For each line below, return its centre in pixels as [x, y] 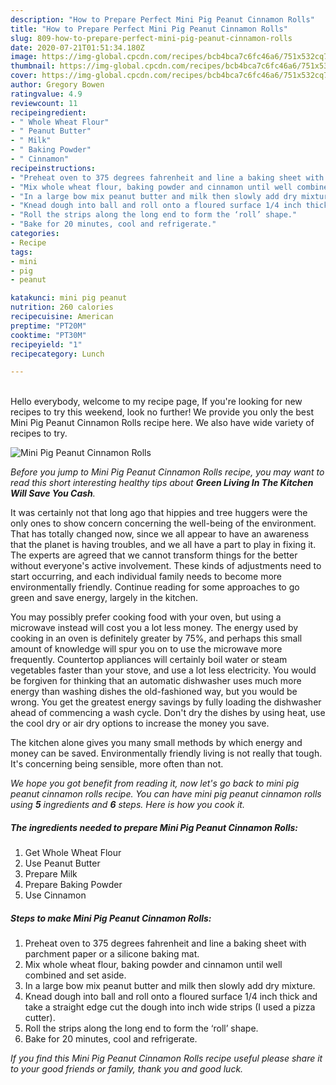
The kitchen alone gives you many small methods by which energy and [156, 743]
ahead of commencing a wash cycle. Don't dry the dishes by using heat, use [168, 713]
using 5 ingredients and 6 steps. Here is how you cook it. [127, 805]
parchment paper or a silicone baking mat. [112, 954]
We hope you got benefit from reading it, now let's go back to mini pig [155, 783]
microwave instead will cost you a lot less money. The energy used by [154, 628]
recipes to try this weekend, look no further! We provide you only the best [162, 412]
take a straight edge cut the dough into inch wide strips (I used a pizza [170, 1007]
